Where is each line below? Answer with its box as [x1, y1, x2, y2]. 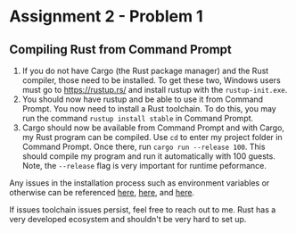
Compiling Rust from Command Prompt [9, 42, 232, 57]
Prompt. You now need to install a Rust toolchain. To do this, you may [21, 104, 276, 113]
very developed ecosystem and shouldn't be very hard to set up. [9, 214, 247, 224]
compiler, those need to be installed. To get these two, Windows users [21, 75, 281, 86]
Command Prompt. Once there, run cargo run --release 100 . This [21, 141, 266, 152]
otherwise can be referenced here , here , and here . [9, 187, 194, 197]
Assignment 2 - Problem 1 [9, 6, 203, 27]
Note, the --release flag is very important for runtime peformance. [21, 161, 267, 171]
